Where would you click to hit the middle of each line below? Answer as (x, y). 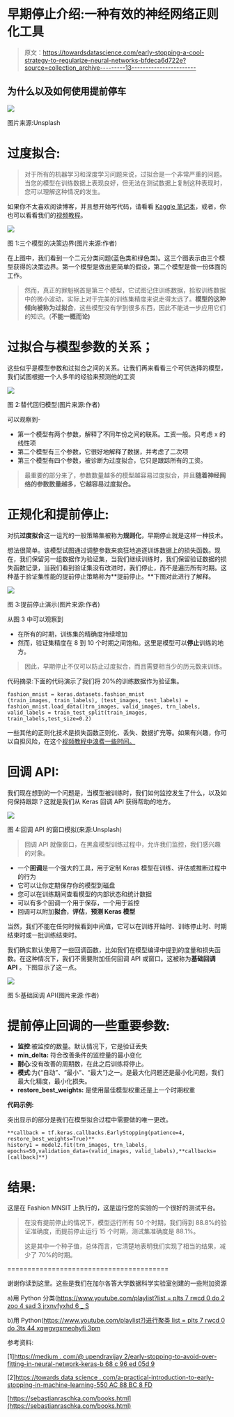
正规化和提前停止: (58, 514)
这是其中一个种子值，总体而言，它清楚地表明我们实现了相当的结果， (122, 1246)
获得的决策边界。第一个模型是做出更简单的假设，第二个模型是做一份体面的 (120, 267)
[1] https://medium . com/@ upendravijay (65, 1357)
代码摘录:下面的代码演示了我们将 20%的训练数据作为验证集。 (95, 681)
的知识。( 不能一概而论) (57, 316)
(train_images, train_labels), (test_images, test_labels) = (98, 700)
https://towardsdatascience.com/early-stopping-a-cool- (124, 52)
